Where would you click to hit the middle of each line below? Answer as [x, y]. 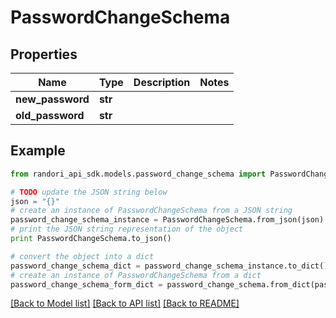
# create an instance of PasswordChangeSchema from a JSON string [151, 211]
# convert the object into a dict [82, 256]
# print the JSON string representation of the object [127, 229]
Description [162, 82]
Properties [44, 54]
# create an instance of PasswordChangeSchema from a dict [136, 275]
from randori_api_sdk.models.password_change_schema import [138, 174]
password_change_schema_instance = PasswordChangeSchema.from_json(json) [167, 220]
